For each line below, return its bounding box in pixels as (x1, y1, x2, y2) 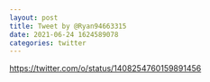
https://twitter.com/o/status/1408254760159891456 (9, 63, 202, 74)
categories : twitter (9, 38, 87, 48)
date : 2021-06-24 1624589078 (9, 30, 119, 39)
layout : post (9, 13, 59, 23)
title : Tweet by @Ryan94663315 (9, 22, 127, 31)
